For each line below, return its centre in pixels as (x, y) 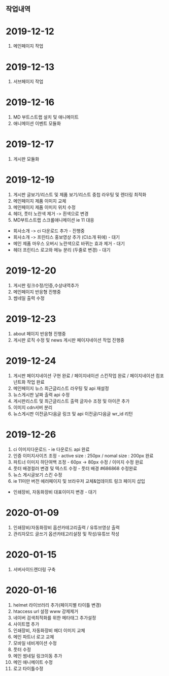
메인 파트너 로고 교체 (33, 636)
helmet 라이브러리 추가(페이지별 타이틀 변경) (57, 605)
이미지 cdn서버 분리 (33, 407)
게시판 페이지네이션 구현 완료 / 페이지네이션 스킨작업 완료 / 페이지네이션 (84, 376)
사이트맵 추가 (26, 624)
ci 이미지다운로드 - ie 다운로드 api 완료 (52, 449)
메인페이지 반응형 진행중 (37, 292)
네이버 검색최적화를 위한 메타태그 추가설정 (55, 618)
